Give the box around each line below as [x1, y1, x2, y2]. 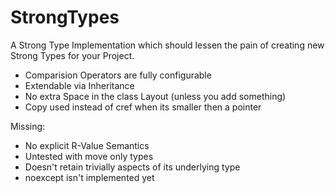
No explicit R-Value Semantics [24, 139, 150, 151]
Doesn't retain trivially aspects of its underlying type [24, 161, 241, 173]
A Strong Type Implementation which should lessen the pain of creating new [10, 39, 325, 51]
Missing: [10, 120, 46, 132]
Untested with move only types [24, 150, 154, 162]
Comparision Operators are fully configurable [24, 69, 212, 81]
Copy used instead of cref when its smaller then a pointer [24, 101, 262, 113]
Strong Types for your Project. [10, 49, 135, 61]
